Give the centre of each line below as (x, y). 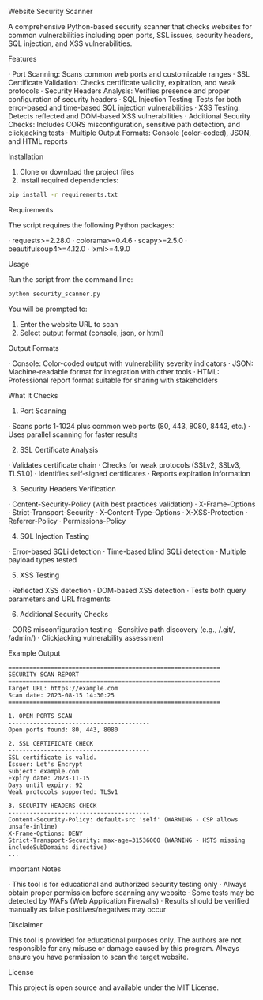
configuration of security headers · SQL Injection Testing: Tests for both (125, 99)
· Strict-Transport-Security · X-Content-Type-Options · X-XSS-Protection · (128, 512)
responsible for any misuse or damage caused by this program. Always (124, 948)
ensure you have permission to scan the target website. (99, 957)
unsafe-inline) (33, 826)
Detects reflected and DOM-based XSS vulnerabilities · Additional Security (130, 116)
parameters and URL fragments (59, 599)
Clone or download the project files (77, 172)
